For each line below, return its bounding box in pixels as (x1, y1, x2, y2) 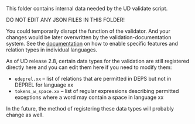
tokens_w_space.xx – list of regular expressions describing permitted (14, 88, 179, 94)
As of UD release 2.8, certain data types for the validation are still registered (6, 58, 190, 64)
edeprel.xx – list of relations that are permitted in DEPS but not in (14, 75, 172, 82)
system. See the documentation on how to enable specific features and (6, 40, 179, 47)
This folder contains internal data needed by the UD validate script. (6, 5, 168, 12)
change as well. (6, 111, 44, 118)
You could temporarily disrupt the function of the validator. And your (6, 27, 171, 35)
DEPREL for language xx (14, 81, 74, 88)
